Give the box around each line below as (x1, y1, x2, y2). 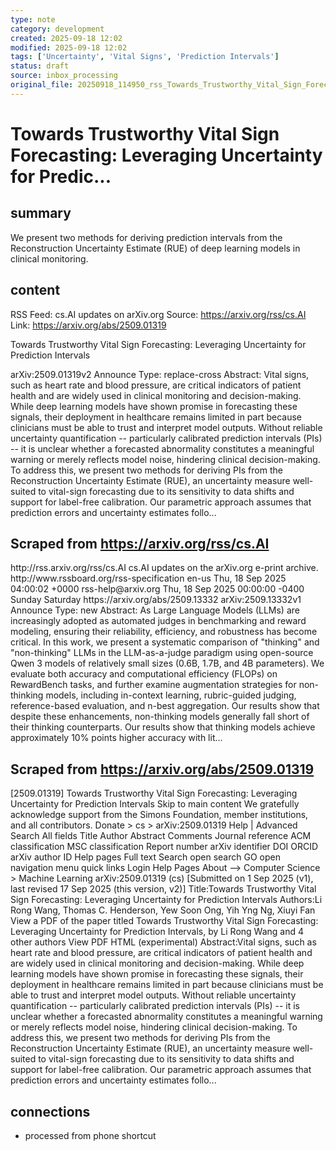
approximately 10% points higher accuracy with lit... (10, 732, 223, 744)
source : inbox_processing (10, 71, 118, 81)
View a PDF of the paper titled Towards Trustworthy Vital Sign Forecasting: (10, 915, 319, 927)
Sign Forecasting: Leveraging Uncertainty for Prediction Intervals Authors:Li (10, 894, 323, 906)
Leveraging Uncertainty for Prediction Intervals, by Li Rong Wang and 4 (10, 926, 304, 938)
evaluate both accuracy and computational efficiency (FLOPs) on (10, 668, 278, 680)
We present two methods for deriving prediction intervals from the (10, 231, 283, 243)
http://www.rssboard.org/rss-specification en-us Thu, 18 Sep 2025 (10, 572, 287, 585)
